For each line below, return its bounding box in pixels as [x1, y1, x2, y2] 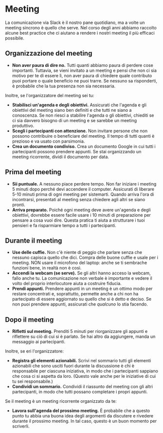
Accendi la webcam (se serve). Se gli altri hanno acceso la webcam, [12, 270, 151, 276]
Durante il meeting [5, 236, 62, 245]
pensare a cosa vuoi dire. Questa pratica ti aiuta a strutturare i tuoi [12, 217, 145, 223]
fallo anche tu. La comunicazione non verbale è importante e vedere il [12, 275, 152, 281]
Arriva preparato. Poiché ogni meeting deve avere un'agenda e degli [12, 206, 151, 213]
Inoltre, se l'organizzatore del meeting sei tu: [5, 92, 94, 98]
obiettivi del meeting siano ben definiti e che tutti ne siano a [12, 107, 132, 113]
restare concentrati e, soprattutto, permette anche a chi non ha [12, 291, 139, 297]
